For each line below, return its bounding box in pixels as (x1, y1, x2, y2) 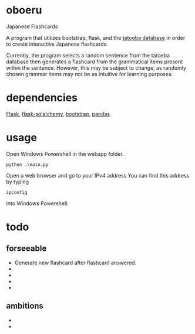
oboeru (6, 4, 42, 17)
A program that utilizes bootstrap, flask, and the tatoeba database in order (6, 34, 186, 41)
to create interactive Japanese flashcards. (6, 40, 109, 47)
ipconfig (6, 189, 28, 195)
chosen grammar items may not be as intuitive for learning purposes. (6, 70, 173, 77)
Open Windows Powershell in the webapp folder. (6, 150, 125, 157)
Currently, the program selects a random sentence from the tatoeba (6, 52, 170, 59)
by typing (6, 178, 29, 185)
